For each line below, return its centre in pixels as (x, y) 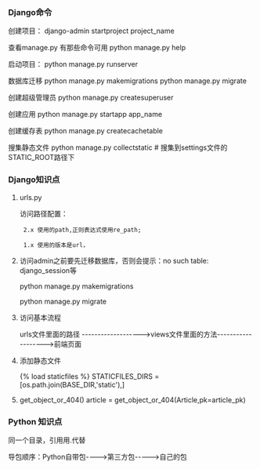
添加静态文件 (40, 360)
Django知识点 (34, 180)
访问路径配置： (43, 213)
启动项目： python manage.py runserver (73, 64)
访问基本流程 (40, 317)
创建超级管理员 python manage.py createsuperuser (91, 98)
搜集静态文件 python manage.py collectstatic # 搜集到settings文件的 (118, 147)
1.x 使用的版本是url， (56, 245)
